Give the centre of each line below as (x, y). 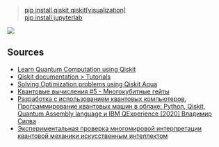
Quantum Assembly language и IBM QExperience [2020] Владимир (114, 114)
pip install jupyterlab (53, 17)
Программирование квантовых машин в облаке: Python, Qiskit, (111, 106)
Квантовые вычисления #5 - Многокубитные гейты (93, 91)
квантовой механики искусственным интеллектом (92, 136)
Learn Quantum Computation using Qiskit (76, 69)
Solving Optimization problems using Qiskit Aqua (87, 84)
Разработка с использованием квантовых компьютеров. (102, 99)
